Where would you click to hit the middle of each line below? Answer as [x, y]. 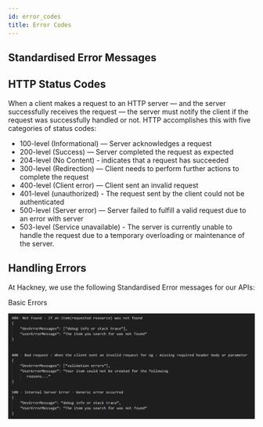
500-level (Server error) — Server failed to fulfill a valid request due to [133, 210]
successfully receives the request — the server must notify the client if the [128, 111]
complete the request [54, 177]
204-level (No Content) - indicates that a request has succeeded [124, 160]
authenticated [42, 202]
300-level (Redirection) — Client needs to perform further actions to [129, 168]
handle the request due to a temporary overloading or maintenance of [132, 235]
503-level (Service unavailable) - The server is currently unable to [126, 227]
